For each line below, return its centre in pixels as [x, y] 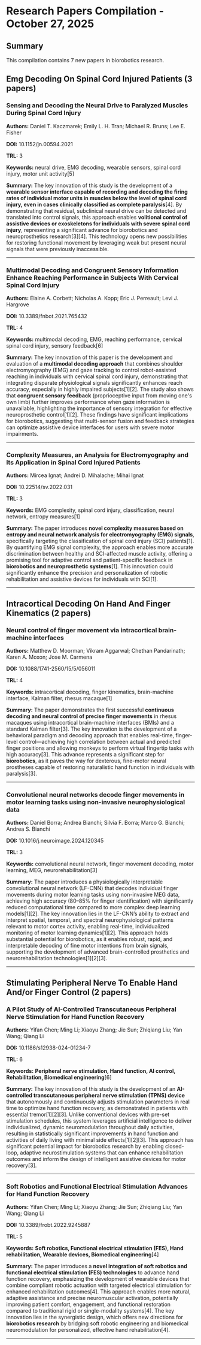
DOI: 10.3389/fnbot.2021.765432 [47, 316]
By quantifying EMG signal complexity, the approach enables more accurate [100, 547]
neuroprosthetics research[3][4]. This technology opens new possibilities [97, 236]
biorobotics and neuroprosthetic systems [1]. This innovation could [90, 566]
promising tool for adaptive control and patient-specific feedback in [89, 560]
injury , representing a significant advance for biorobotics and [82, 230]
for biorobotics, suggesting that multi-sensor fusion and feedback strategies [100, 421]
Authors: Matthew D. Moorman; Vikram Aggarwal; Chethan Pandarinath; [96, 650]
